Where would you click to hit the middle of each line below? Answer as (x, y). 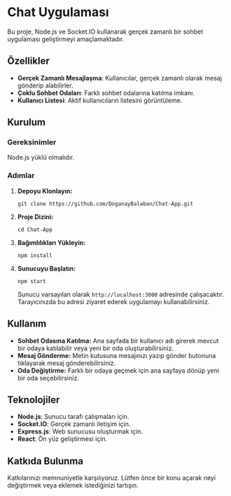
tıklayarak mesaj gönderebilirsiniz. (66, 363)
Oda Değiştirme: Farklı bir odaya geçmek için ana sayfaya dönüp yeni (118, 370)
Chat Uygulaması (58, 12)
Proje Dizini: (35, 216)
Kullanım (27, 324)
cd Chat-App (35, 229)
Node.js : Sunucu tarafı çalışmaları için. (73, 417)
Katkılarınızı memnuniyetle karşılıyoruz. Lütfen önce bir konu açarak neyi (111, 478)
